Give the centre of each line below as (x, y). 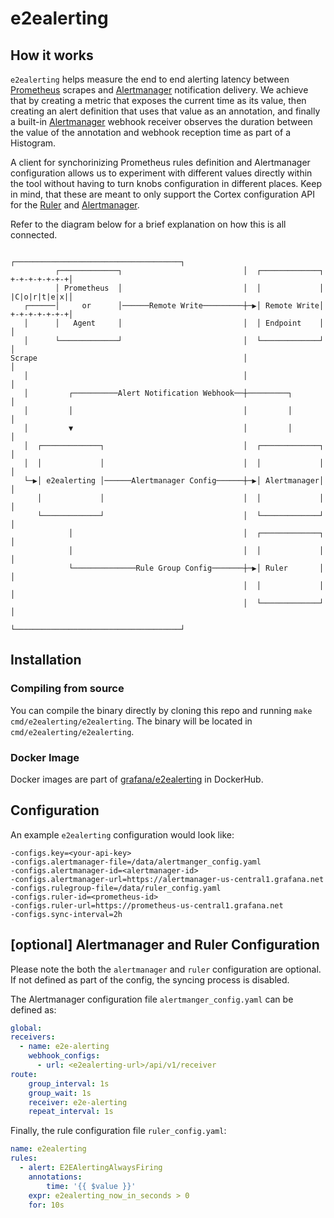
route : (24, 1074)
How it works (52, 55)
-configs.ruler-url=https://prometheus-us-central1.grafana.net (147, 905)
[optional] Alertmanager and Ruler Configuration (165, 945)
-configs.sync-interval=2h (66, 914)
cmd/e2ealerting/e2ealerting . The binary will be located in (131, 721)
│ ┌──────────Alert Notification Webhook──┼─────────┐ (158, 393)
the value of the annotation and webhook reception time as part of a (150, 132)
